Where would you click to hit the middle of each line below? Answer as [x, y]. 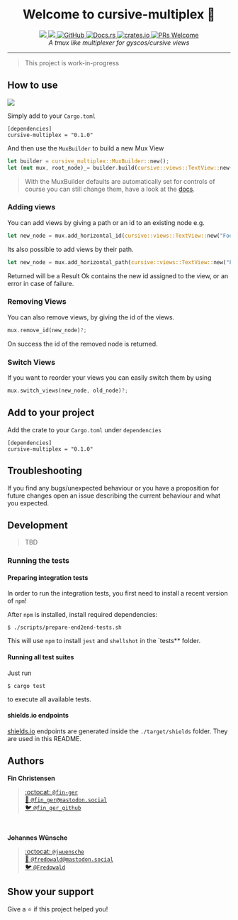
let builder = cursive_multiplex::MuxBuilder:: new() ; [89, 161]
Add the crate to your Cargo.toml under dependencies [84, 429]
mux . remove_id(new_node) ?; [47, 330]
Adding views [32, 207]
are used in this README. [44, 738]
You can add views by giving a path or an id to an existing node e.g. [106, 222]
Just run [19, 673]
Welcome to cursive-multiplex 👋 [119, 15]
